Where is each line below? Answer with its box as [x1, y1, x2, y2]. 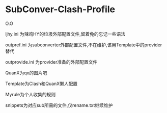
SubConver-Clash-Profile [5, 4, 116, 15]
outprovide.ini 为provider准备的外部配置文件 [5, 59, 98, 65]
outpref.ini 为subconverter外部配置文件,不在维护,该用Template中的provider [5, 42, 162, 48]
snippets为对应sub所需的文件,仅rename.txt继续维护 [5, 102, 113, 108]
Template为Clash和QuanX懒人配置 [5, 80, 78, 87]
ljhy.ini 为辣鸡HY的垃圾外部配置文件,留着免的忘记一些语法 [5, 31, 126, 37]
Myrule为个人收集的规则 [5, 91, 56, 97]
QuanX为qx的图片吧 [5, 70, 47, 76]
